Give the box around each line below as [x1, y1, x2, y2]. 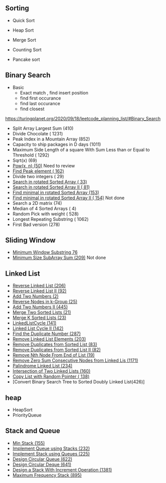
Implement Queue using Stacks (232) [12, 445, 90, 451]
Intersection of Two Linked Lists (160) [12, 368, 91, 374]
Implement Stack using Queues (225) [12, 450, 90, 457]
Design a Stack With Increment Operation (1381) [12, 466, 112, 472]
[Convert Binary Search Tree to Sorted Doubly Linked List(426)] [12, 379, 145, 385]
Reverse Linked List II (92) [12, 288, 67, 294]
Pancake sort [12, 56, 40, 62]
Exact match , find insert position [20, 90, 89, 96]
